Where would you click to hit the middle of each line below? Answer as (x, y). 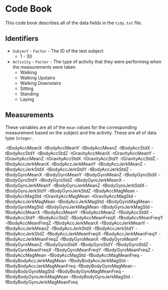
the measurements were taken (44, 67)
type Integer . (19, 138)
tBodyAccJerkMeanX (27, 164)
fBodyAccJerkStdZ (25, 233)
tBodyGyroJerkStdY (26, 190)
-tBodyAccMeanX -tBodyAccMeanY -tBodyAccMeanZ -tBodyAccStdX (78, 148)
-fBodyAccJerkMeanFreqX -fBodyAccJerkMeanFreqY (101, 233)
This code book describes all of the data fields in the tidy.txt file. (74, 23)
